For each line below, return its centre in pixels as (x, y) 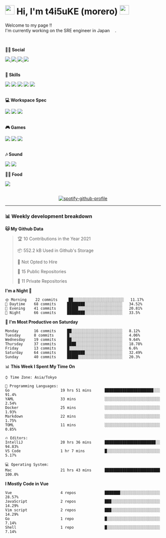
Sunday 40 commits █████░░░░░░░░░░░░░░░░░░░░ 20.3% (73, 357)
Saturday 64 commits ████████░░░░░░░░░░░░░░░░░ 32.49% (74, 353)
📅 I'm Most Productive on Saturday (41, 322)
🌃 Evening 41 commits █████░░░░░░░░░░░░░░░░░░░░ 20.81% (74, 309)
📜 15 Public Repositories (42, 272)
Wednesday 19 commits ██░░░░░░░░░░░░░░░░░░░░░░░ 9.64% (73, 340)
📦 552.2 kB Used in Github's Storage (55, 250)
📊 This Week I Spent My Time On (40, 367)
